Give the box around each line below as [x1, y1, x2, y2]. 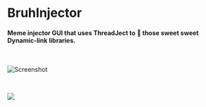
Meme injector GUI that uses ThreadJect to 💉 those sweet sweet [7, 28, 199, 37]
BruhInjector [7, 5, 82, 21]
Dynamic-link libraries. [7, 36, 76, 44]
